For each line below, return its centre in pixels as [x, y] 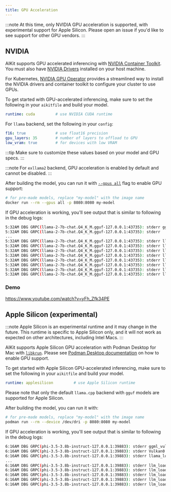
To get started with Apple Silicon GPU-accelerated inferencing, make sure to [85, 368]
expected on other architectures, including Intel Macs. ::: [64, 338]
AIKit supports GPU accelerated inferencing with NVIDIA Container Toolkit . [83, 64]
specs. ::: [15, 158]
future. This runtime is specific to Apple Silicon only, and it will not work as [83, 332]
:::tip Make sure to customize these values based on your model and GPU [82, 152]
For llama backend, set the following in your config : [59, 124]
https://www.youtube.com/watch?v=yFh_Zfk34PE [58, 298]
